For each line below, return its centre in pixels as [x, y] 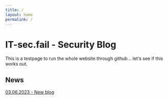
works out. [17, 64]
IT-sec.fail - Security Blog [61, 44]
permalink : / [19, 19]
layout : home [19, 15]
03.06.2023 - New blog [30, 92]
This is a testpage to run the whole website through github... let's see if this [84, 58]
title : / [15, 10]
